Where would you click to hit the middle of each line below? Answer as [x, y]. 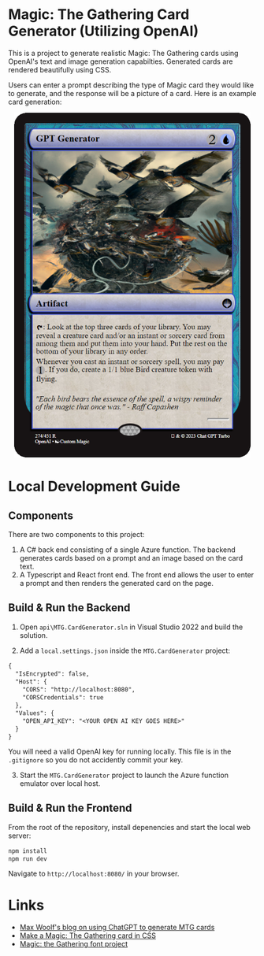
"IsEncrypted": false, [52, 674]
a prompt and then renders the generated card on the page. [117, 583]
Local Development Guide [94, 487]
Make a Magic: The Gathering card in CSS [87, 936]
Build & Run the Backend [69, 608]
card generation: [35, 102]
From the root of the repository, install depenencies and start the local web [129, 827]
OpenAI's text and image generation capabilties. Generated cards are [121, 61]
